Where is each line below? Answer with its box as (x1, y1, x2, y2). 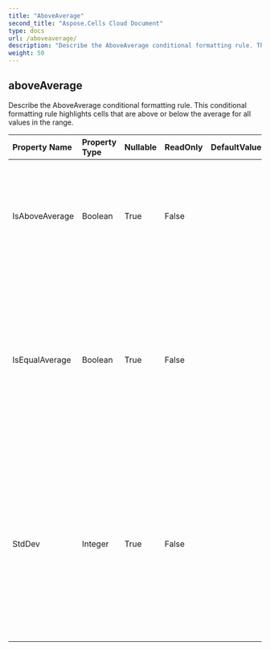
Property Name (12, 142, 72, 153)
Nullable (124, 142, 157, 153)
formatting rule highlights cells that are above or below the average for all (8, 109, 252, 118)
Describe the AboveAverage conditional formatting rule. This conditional (8, 100, 247, 109)
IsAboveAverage (12, 210, 75, 221)
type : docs (8, 27, 45, 35)
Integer (81, 538, 109, 549)
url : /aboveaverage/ (8, 34, 78, 43)
